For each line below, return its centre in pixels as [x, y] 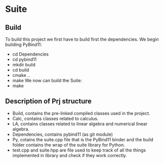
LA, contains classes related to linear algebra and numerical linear [80, 124]
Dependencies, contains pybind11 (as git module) [63, 134]
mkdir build [24, 65]
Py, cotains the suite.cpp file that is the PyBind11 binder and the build [83, 139]
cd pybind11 [24, 59]
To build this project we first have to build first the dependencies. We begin [82, 39]
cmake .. [21, 75]
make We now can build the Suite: [47, 81]
